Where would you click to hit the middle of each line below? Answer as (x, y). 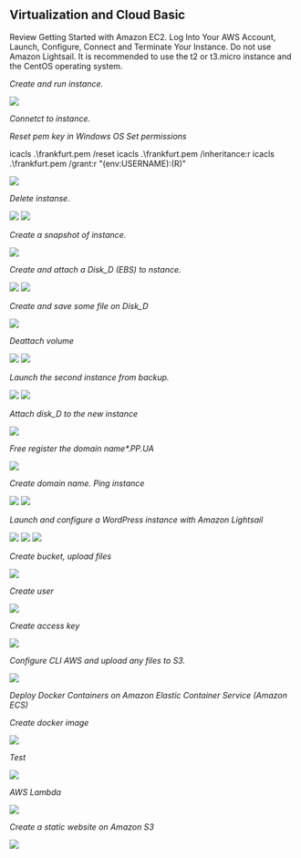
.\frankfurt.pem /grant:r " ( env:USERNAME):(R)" (98, 163)
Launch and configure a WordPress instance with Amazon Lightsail (136, 520)
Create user (32, 591)
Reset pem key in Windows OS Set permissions (98, 136)
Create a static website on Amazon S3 (82, 827)
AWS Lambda (36, 791)
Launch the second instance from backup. (89, 377)
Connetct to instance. (50, 119)
